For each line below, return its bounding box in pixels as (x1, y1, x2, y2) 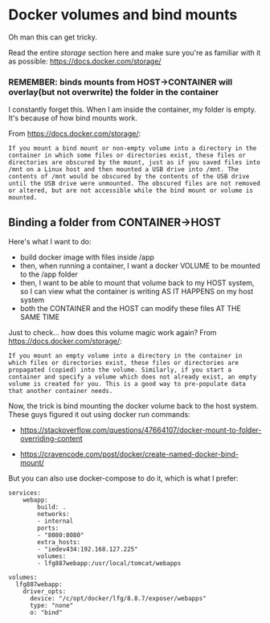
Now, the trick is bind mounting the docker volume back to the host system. (8, 401, 259, 411)
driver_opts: (22, 588, 67, 596)
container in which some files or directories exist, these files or (8, 151, 247, 160)
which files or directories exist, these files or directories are (8, 359, 239, 367)
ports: (37, 524, 59, 532)
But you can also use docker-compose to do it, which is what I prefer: (8, 473, 239, 483)
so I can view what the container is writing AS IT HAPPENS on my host (19, 287, 254, 297)
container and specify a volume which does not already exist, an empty (8, 373, 257, 381)
